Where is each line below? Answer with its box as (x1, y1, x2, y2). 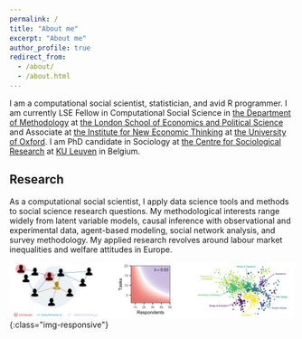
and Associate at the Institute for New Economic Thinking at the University (9, 127, 287, 137)
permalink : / (9, 14, 59, 24)
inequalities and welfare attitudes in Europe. (9, 244, 173, 255)
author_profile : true (9, 43, 91, 52)
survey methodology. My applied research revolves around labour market (9, 234, 283, 245)
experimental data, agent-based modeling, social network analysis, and (9, 224, 276, 235)
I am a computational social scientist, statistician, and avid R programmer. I (9, 98, 288, 108)
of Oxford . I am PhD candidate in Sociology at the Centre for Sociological (9, 136, 282, 146)
